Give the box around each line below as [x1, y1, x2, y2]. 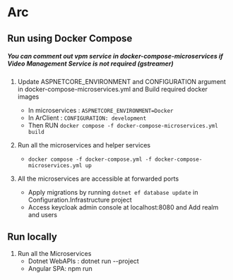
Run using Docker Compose [7, 32, 133, 44]
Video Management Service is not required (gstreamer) [7, 59, 174, 68]
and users [28, 210, 58, 219]
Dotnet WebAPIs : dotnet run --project [28, 257, 139, 265]
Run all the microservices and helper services [17, 140, 150, 149]
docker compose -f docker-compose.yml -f [28, 156, 152, 163]
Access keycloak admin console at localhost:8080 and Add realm [28, 202, 219, 212]
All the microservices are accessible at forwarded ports [17, 174, 179, 183]
